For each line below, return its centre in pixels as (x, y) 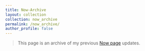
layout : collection (26, 15)
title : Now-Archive (26, 10)
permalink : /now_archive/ (32, 24)
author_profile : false (29, 29)
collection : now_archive (31, 19)
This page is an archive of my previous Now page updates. (79, 43)
